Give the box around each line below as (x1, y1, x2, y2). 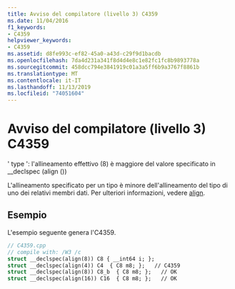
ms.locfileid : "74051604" (7, 90, 84, 97)
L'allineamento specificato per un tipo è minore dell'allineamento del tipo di (7, 181, 229, 190)
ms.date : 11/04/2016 (7, 17, 69, 24)
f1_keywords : (7, 24, 46, 31)
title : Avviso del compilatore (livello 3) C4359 (7, 10, 159, 18)
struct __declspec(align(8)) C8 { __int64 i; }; (7, 255, 155, 263)
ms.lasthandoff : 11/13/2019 (7, 83, 91, 91)
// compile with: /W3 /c (7, 248, 81, 255)
